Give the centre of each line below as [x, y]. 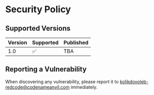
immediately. [84, 87]
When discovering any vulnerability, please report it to [62, 81]
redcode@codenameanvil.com [37, 87]
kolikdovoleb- [134, 81]
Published [76, 43]
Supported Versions [38, 28]
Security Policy [38, 9]
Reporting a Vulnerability [46, 69]
